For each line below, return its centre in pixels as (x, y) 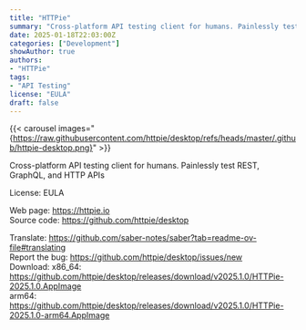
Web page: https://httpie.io (60, 211)
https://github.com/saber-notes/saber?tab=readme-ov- (153, 238)
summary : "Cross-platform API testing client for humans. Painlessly (144, 26)
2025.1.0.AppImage (46, 286)
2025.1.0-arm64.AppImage (60, 315)
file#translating (38, 248)
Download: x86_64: (46, 267)
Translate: (28, 238)
